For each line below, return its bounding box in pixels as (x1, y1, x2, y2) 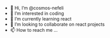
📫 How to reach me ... (10, 27, 58, 33)
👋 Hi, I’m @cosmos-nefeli (10, 5, 64, 11)
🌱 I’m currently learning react (10, 16, 72, 22)
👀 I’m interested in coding (10, 10, 64, 16)
